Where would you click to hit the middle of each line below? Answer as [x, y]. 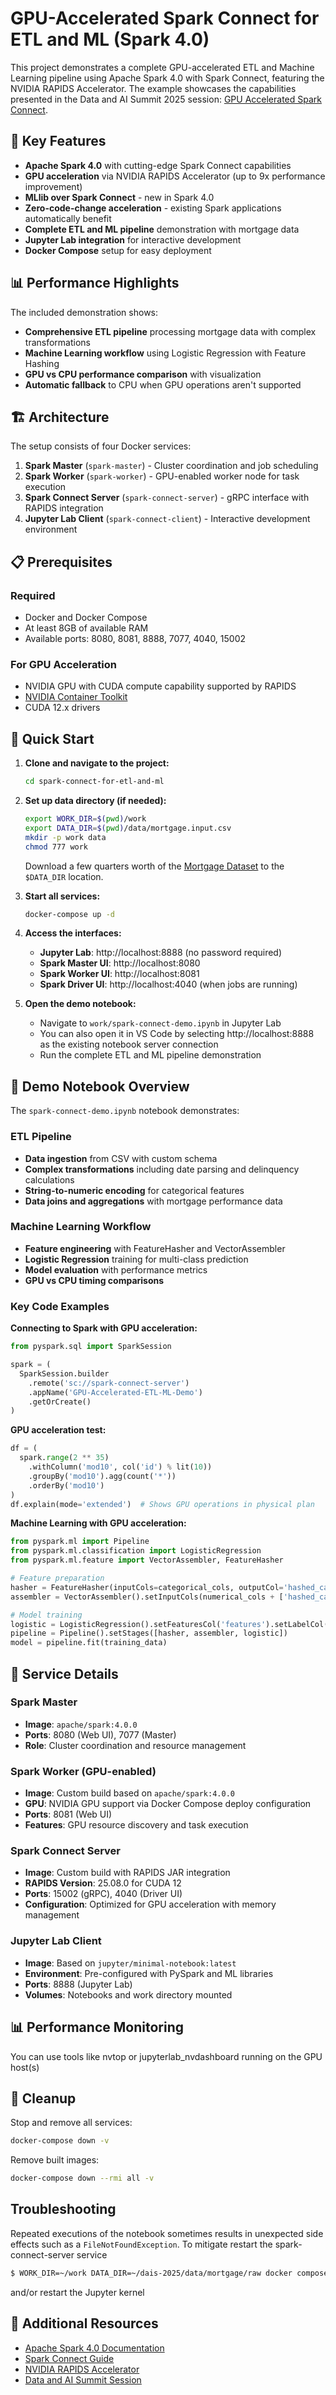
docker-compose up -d [69, 914]
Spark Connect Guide [69, 2358]
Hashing [42, 363]
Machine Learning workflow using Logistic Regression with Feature [165, 353]
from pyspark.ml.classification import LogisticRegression [136, 1551]
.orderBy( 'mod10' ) [66, 1485]
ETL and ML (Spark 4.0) [110, 39]
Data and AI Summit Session [83, 2379]
